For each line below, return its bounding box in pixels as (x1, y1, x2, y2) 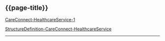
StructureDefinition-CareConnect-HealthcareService (5, 26, 112, 32)
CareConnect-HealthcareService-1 (5, 16, 75, 22)
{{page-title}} (5, 4, 49, 12)
